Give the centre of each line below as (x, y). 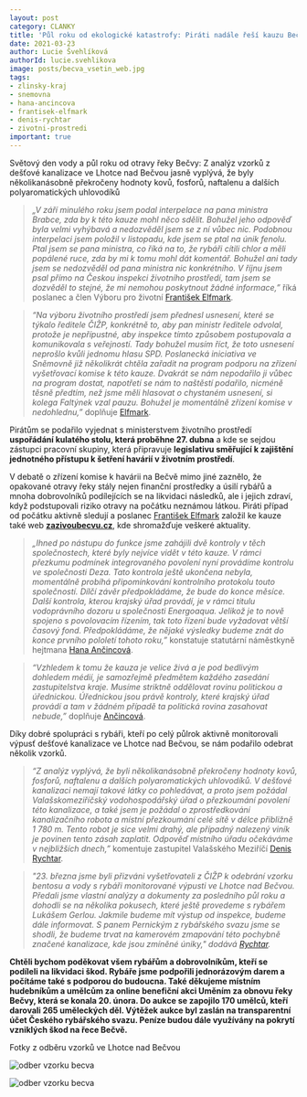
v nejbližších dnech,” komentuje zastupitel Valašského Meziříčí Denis (162, 848)
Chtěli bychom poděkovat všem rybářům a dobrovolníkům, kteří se (138, 962)
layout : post (34, 18)
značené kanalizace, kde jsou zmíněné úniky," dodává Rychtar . (151, 943)
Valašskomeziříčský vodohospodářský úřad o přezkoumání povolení (161, 800)
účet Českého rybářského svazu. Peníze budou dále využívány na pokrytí (152, 1019)
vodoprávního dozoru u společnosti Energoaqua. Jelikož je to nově (158, 611)
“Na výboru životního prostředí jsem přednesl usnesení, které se (153, 314)
